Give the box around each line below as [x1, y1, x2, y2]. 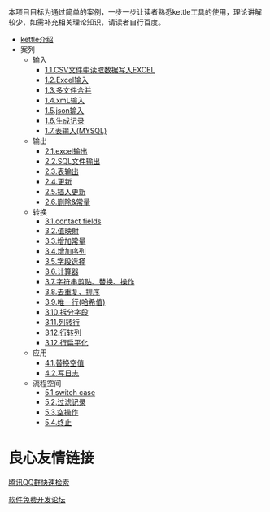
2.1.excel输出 [44, 146, 88, 156]
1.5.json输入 [44, 106, 85, 115]
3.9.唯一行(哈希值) [44, 297, 106, 306]
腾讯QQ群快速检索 [8, 477, 70, 487]
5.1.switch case [44, 388, 96, 397]
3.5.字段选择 [44, 257, 86, 266]
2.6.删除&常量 [44, 197, 91, 206]
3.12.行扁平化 [44, 338, 89, 347]
